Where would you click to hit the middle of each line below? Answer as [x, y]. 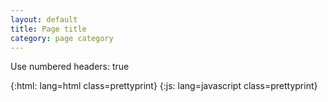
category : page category [62, 38]
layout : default [44, 19]
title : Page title [48, 29]
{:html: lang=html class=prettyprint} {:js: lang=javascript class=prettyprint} [164, 86]
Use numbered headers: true [70, 67]
